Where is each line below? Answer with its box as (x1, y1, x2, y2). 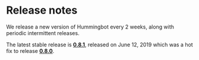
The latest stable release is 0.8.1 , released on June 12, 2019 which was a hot (6, 41, 193, 48)
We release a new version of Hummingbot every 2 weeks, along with (6, 23, 174, 30)
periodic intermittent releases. (6, 29, 80, 36)
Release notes (6, 4, 78, 17)
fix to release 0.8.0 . (6, 47, 55, 54)
